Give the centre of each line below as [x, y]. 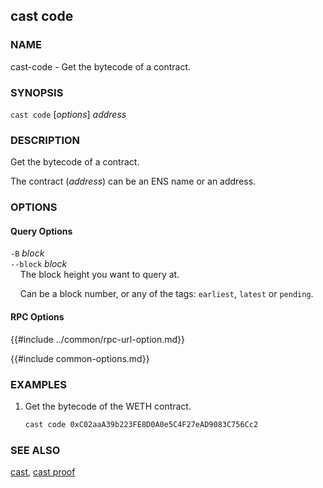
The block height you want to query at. [99, 275]
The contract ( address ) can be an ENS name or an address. [133, 181]
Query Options [41, 231]
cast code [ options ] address [68, 114]
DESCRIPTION [45, 140]
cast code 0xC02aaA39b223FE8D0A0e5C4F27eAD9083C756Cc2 [141, 424]
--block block [39, 264]
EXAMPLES [38, 384]
